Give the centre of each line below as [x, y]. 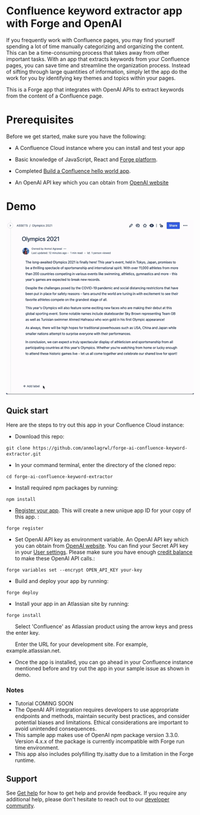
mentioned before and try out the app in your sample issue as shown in [102, 669]
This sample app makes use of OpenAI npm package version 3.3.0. [97, 735]
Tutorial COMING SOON [44, 703]
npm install [21, 500]
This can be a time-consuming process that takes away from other [88, 52]
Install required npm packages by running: [67, 488]
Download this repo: [39, 437]
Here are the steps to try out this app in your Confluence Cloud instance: [95, 425]
